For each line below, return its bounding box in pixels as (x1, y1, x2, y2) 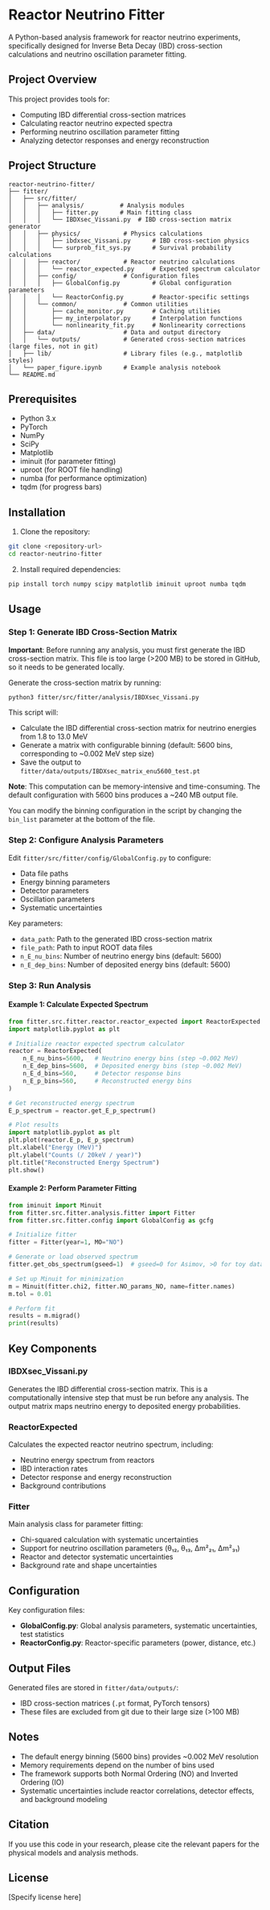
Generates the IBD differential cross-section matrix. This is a (8, 1384, 208, 1394)
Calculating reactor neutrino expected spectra (19, 118, 173, 128)
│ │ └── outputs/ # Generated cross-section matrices (8, 335, 247, 343)
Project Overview (8, 73, 97, 86)
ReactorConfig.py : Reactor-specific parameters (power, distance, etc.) (19, 1638, 256, 1648)
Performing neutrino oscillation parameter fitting (19, 126, 180, 136)
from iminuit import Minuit (8, 1201, 103, 1209)
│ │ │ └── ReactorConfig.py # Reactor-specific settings (8, 292, 250, 301)
